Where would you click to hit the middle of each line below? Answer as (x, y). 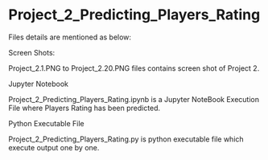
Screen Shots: (32, 52)
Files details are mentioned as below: (70, 37)
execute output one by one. (54, 147)
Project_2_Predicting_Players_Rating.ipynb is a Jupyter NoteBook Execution (134, 99)
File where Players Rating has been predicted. (85, 108)
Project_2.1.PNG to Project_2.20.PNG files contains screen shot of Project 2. (134, 68)
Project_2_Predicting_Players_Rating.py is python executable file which (126, 139)
